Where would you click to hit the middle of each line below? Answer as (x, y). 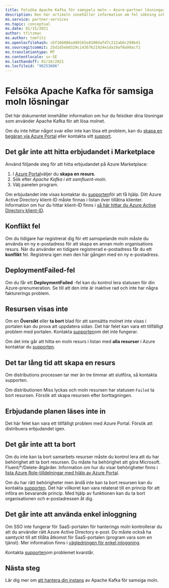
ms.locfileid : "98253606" (32, 66)
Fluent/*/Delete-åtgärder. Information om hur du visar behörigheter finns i (81, 467)
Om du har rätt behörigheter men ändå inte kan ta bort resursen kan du (79, 482)
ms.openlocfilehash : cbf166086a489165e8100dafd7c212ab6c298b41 (73, 43)
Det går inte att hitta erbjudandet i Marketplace (80, 152)
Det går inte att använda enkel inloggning (71, 514)
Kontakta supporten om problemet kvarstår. (50, 552)
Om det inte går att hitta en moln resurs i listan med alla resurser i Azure (80, 342)
